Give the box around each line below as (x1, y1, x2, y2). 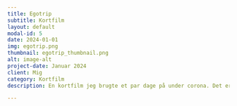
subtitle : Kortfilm (7, 17, 65, 24)
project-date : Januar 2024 (7, 62, 87, 69)
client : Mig (7, 69, 42, 76)
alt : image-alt (7, 56, 52, 63)
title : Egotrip (7, 10, 52, 18)
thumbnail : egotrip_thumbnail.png (7, 50, 109, 57)
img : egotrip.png (7, 43, 59, 50)
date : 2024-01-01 (7, 37, 59, 44)
